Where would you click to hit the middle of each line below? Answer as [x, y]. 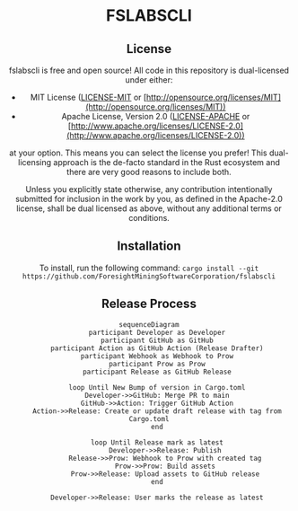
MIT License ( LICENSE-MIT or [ [88, 97]
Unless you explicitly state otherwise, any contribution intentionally [149, 189]
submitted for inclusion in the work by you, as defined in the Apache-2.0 [149, 199]
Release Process [149, 304]
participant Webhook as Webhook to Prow [157, 356]
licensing [35, 162]
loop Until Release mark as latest [158, 442]
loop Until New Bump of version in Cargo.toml [157, 387]
